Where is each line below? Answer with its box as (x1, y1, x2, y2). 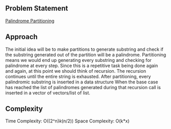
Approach (5, 33, 38, 41)
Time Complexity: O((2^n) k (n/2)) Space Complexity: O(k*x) (5, 118, 130, 124)
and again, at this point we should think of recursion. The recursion (5, 68, 146, 74)
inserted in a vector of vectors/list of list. (5, 90, 90, 96)
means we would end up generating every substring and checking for (5, 57, 152, 63)
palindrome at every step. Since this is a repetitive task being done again (5, 62, 158, 69)
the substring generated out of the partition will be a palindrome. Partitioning (5, 51, 166, 58)
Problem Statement (5, 4, 68, 13)
